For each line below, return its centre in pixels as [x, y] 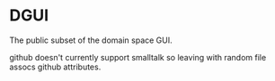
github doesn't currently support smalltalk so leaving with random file [138, 57]
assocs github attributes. [55, 67]
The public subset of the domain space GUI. [91, 40]
